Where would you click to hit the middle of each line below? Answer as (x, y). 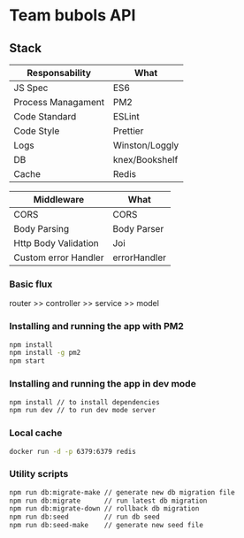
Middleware (59, 200)
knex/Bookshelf (145, 160)
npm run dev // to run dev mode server (83, 411)
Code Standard (45, 116)
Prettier (128, 131)
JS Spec (31, 88)
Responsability (59, 73)
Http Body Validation (56, 243)
